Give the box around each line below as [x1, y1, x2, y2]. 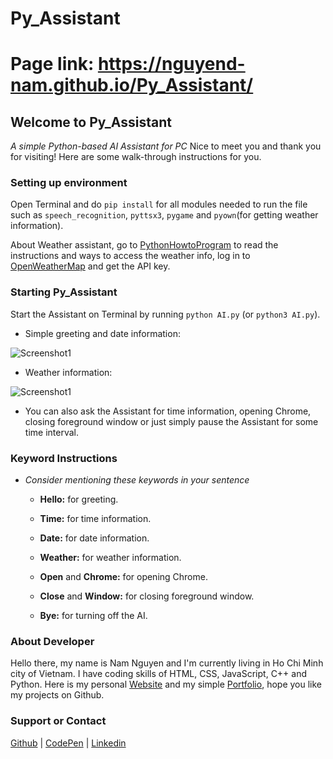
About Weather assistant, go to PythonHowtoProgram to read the [10, 239, 279, 251]
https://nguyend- [97, 53, 246, 76]
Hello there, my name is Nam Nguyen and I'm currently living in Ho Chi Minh [10, 657, 324, 669]
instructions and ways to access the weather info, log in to [10, 250, 251, 262]
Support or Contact [10, 714, 107, 728]
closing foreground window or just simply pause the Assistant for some [24, 415, 319, 427]
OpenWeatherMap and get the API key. [10, 260, 171, 272]
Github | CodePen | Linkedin [10, 737, 127, 749]
